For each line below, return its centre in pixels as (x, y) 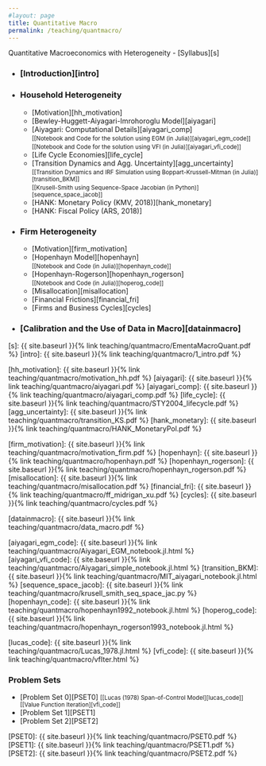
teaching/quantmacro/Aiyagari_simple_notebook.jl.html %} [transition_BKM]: (133, 568)
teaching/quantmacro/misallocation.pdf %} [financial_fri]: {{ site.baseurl (126, 487)
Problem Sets (35, 680)
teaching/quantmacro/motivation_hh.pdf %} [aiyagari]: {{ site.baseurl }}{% (130, 378)
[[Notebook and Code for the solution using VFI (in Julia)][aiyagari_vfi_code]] (136, 147)
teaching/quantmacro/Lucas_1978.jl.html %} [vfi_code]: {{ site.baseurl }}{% (131, 651)
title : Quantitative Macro (53, 23)
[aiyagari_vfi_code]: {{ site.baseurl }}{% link (79, 560)
